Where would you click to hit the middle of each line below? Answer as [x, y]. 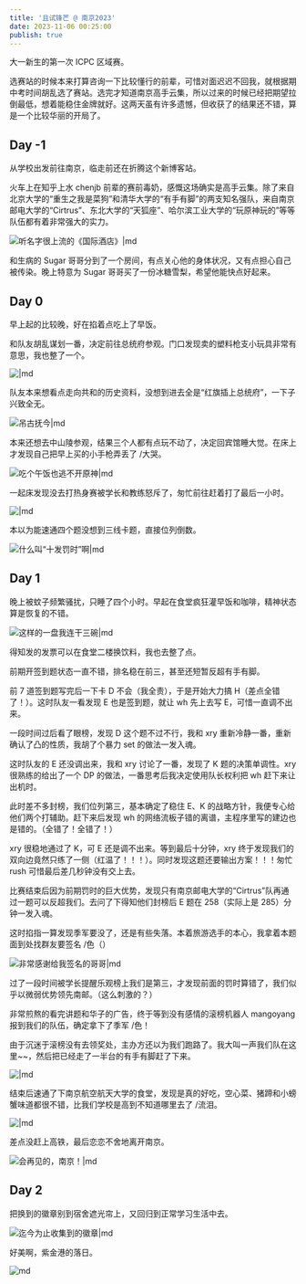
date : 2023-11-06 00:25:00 [61, 26]
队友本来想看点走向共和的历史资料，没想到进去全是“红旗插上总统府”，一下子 [153, 392]
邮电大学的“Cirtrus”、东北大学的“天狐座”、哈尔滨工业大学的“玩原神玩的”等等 [153, 210]
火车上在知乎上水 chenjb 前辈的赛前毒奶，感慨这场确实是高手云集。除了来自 [152, 187]
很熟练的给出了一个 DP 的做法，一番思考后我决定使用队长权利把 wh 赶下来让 [153, 775]
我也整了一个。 [61, 355]
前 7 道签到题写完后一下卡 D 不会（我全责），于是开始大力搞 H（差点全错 [145, 690]
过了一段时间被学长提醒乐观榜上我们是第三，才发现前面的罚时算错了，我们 [149, 983]
